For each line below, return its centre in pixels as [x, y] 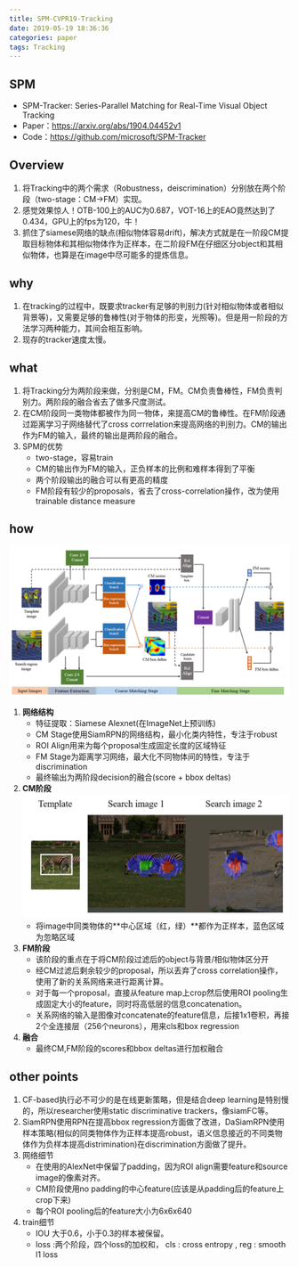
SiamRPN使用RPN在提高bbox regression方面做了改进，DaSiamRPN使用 [153, 1122]
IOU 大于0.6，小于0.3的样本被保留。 [102, 1233]
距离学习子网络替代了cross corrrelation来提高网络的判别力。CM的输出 [158, 424]
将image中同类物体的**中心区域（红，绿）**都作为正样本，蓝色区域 [160, 926]
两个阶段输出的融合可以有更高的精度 [102, 479]
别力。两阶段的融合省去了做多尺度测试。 [96, 402]
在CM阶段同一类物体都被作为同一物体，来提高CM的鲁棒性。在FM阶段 [150, 413]
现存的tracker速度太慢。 [66, 339]
